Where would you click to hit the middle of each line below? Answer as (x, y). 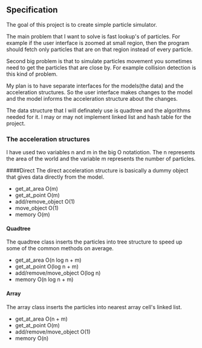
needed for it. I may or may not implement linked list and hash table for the (99, 117)
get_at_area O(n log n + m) (48, 260)
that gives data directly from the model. (55, 177)
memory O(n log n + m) (44, 279)
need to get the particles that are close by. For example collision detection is (101, 67)
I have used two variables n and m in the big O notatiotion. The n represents (101, 152)
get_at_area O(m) (37, 189)
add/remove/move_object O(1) (53, 332)
